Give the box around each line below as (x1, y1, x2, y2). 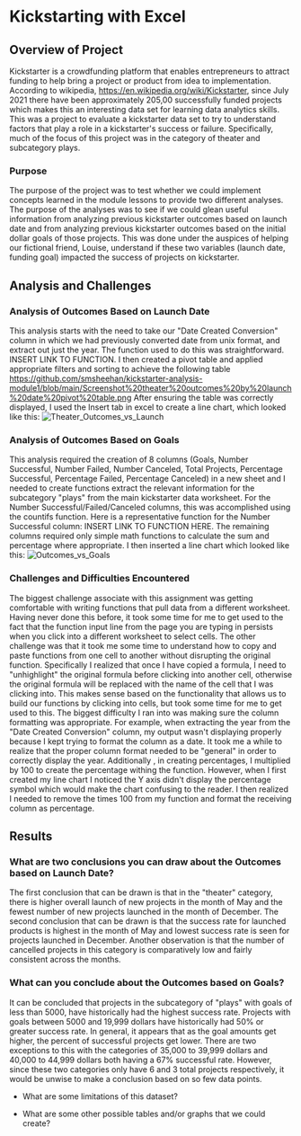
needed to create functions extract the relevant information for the (9, 483, 255, 493)
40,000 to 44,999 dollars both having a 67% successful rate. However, (9, 1054, 272, 1065)
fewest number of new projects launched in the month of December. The (9, 906, 279, 918)
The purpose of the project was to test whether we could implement (9, 185, 261, 196)
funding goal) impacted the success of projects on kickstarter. (9, 252, 240, 262)
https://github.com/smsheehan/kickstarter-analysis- (9, 373, 203, 384)
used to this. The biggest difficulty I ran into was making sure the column (9, 707, 279, 718)
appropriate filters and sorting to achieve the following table (9, 363, 231, 374)
